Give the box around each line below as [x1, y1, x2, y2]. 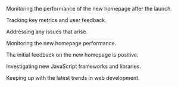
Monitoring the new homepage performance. [6, 40, 117, 46]
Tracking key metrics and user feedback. [6, 17, 107, 23]
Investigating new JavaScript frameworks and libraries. [6, 63, 142, 70]
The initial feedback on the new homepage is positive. [6, 51, 139, 58]
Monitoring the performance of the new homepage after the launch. [6, 5, 173, 12]
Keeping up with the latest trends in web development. [6, 74, 140, 81]
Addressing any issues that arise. [6, 28, 88, 35]
